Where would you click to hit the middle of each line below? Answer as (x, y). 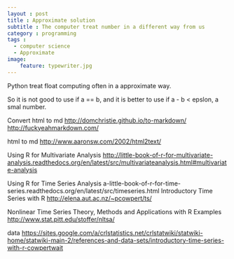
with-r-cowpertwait (35, 247)
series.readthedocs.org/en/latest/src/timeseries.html (83, 190)
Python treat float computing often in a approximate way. (89, 85)
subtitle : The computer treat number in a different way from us (106, 27)
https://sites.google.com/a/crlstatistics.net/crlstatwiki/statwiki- (112, 232)
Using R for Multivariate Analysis (54, 155)
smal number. (27, 106)
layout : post (28, 14)
